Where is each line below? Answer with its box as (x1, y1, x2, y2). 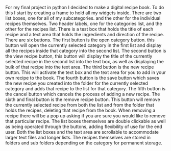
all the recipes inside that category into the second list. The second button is (5, 48, 166, 54)
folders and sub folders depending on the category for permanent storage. (5, 140, 162, 146)
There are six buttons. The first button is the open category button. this (5, 37, 155, 43)
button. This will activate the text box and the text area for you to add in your (5, 69, 166, 75)
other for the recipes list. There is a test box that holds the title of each (5, 26, 154, 32)
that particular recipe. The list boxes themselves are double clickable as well (5, 118, 166, 124)
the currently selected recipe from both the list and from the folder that (5, 102, 154, 108)
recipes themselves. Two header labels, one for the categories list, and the (5, 20, 162, 27)
